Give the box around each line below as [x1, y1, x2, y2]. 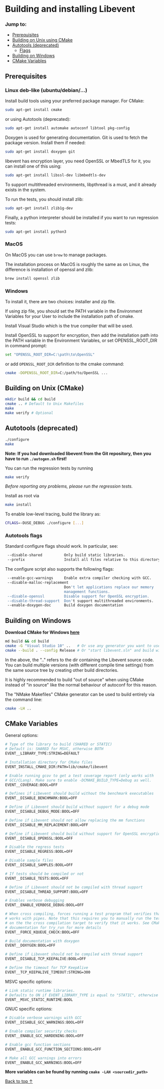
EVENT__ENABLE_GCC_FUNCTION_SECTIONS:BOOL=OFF [5, 1046, 102, 1052]
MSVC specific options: [5, 978, 53, 984]
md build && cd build [5, 639, 49, 644]
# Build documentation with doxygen [5, 938, 80, 943]
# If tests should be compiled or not [5, 871, 84, 876]
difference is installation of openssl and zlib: [5, 267, 94, 272]
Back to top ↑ [5, 1078, 33, 1084]
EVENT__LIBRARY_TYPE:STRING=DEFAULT [5, 751, 80, 756]
